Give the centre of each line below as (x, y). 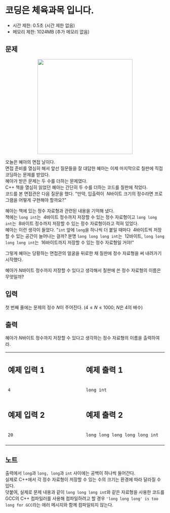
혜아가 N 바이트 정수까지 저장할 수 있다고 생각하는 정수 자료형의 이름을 (74, 338)
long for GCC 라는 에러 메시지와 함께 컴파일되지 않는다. (59, 505)
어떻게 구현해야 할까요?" (42, 200)
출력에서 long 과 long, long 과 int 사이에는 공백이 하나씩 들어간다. (70, 473)
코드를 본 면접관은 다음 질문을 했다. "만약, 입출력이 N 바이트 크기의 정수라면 (79, 194)
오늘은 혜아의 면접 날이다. (30, 162)
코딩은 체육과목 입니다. (50, 10)
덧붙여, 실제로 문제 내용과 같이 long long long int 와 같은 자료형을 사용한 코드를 (85, 492)
